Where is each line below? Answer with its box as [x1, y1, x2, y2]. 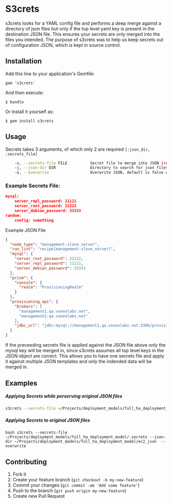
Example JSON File [5, 227, 46, 233]
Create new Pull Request [12, 493, 65, 499]
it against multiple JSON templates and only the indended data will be [5, 358, 152, 365]
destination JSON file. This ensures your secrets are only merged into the [5, 31, 160, 37]
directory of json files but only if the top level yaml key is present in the [5, 25, 155, 31]
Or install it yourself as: [5, 109, 54, 115]
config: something [14, 218, 54, 223]
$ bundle [5, 99, 24, 104]
